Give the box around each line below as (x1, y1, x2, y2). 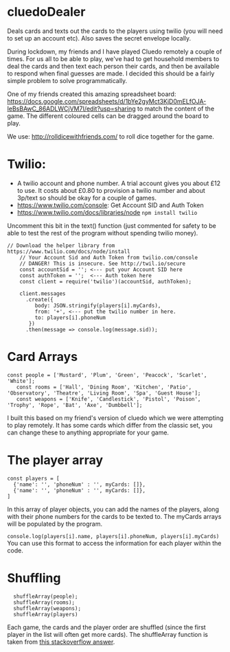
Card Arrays (7, 349, 78, 364)
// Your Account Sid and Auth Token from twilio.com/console (19, 254, 198, 261)
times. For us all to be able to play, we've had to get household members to (7, 54, 220, 62)
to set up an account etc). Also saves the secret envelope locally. (7, 34, 192, 42)
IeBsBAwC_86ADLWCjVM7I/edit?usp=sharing (7, 104, 136, 113)
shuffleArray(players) (13, 611, 78, 618)
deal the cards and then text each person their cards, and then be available (7, 62, 220, 70)
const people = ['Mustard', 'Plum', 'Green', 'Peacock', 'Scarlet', (7, 371, 207, 378)
